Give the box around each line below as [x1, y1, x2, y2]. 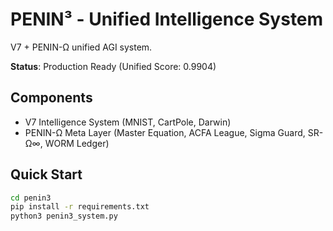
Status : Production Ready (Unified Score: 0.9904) [10, 60, 217, 72]
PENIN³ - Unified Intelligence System [10, 8, 324, 31]
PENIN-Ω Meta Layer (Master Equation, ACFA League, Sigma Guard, [24, 126, 306, 138]
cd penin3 [10, 193, 52, 203]
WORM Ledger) [44, 137, 110, 149]
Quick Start [10, 166, 83, 183]
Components [10, 89, 93, 107]
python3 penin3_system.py [10, 211, 118, 222]
